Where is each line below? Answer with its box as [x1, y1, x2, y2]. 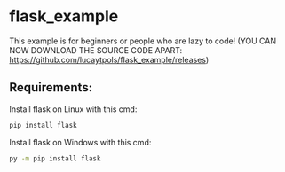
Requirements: [9, 80, 93, 95]
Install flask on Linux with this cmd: [9, 104, 138, 114]
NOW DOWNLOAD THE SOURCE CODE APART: [9, 44, 183, 55]
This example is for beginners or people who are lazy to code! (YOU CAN [9, 35, 277, 46]
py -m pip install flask [9, 153, 101, 163]
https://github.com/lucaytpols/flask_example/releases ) [9, 54, 210, 65]
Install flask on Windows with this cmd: [9, 137, 152, 147]
